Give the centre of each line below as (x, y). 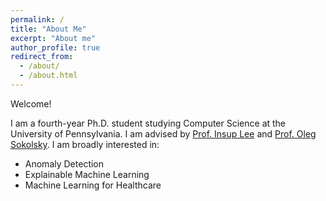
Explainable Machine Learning (87, 174)
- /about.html (48, 76)
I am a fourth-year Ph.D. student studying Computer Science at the (148, 123)
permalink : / (37, 19)
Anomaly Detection (64, 163)
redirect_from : (42, 57)
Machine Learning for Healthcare (93, 185)
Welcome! (31, 103)
